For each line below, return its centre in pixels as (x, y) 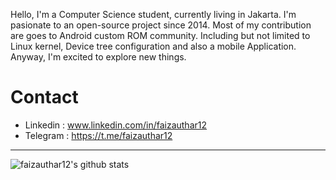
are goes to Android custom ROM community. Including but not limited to (160, 35)
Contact (44, 97)
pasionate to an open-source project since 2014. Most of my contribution (161, 25)
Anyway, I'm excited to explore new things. (98, 57)
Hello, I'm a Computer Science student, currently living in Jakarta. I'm (153, 14)
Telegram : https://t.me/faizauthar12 (98, 135)
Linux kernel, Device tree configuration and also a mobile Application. (153, 46)
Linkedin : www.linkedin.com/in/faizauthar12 (116, 125)
